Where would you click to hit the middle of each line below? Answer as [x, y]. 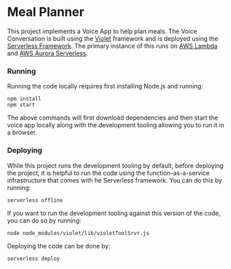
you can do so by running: [44, 220]
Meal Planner [46, 12]
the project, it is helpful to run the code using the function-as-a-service [109, 173]
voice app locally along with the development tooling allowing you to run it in [116, 125]
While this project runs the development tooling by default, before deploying [115, 165]
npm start [21, 105]
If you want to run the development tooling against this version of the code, [114, 213]
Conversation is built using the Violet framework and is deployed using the [113, 38]
